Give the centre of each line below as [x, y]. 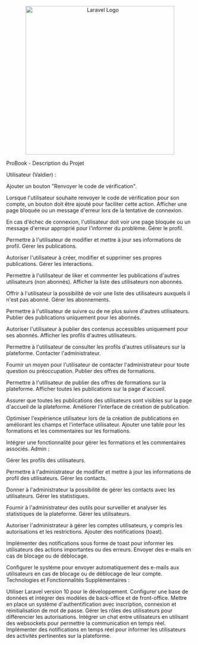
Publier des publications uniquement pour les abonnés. [74, 317]
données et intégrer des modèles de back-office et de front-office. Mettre [97, 598]
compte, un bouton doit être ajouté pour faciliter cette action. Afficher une [97, 204]
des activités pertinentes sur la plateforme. [59, 636]
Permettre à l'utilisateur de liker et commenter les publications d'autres [93, 275]
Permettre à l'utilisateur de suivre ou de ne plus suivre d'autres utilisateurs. [98, 311]
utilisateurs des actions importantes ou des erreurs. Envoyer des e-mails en [99, 549]
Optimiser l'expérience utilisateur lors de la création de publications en [93, 418]
